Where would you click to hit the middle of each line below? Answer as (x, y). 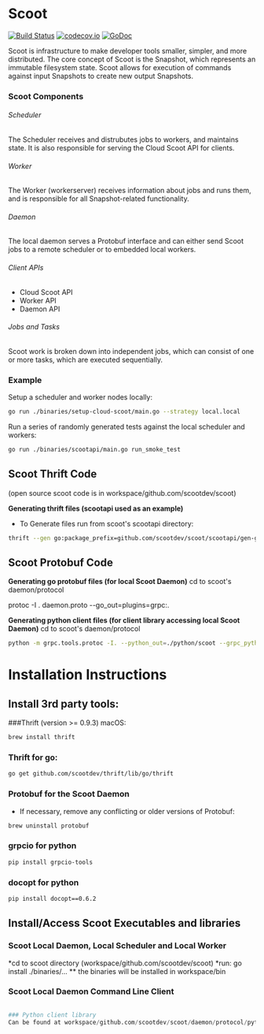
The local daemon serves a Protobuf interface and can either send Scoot (126, 241)
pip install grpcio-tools (50, 862)
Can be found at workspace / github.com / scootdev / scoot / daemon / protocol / (128, 1022)
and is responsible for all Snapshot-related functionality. (99, 199)
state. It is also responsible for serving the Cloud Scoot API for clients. (121, 148)
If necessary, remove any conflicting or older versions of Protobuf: (127, 811)
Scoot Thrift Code (53, 474)
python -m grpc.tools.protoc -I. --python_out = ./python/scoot (112, 643)
